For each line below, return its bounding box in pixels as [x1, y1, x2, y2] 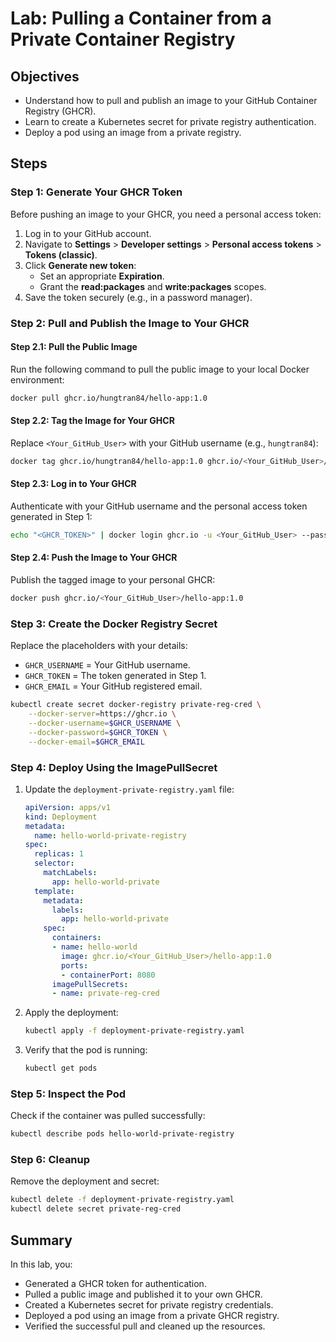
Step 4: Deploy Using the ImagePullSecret [10, 760, 218, 774]
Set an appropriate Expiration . [39, 270, 165, 282]
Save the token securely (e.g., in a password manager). [24, 291, 253, 303]
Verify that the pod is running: [24, 1044, 148, 1056]
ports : [61, 960, 89, 971]
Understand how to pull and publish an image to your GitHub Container [24, 95, 318, 106]
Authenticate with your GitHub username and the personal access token [10, 500, 308, 512]
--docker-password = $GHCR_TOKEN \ [28, 727, 168, 737]
